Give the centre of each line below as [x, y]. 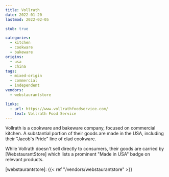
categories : [18, 38]
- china [18, 66]
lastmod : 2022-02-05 [27, 19]
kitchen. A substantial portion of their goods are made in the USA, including [85, 134]
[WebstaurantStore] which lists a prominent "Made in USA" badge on [78, 154]
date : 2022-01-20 [24, 15]
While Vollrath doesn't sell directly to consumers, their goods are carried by [85, 149]
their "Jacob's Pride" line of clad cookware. [51, 139]
